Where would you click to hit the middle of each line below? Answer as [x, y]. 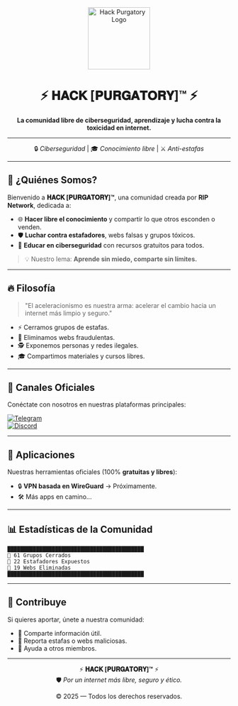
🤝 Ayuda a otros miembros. [57, 648]
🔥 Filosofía [32, 288]
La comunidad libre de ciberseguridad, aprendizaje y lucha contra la [119, 120]
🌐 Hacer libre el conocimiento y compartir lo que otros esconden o [116, 219]
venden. [29, 227]
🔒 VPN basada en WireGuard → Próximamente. [87, 486]
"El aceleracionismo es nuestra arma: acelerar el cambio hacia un [120, 305]
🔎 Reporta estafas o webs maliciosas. [72, 641]
